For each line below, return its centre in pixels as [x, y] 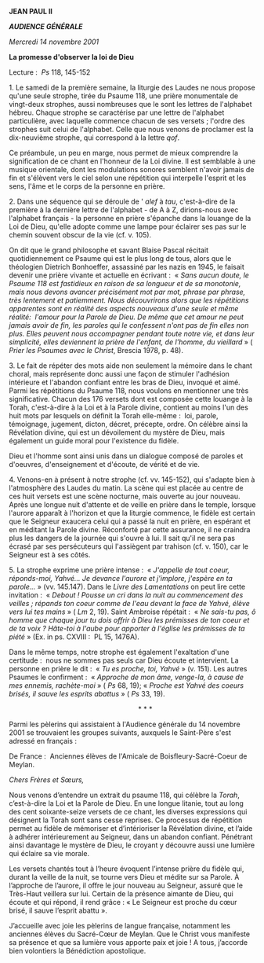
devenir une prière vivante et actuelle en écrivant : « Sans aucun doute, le [129, 275]
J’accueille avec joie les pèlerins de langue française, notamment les [119, 926]
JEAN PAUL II [31, 11]
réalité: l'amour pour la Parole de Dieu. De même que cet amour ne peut [126, 317]
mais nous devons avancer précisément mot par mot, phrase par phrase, [127, 292]
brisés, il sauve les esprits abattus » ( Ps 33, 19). [87, 694]
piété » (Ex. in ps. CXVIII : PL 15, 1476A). [74, 637]
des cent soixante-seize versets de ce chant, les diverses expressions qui [128, 812]
